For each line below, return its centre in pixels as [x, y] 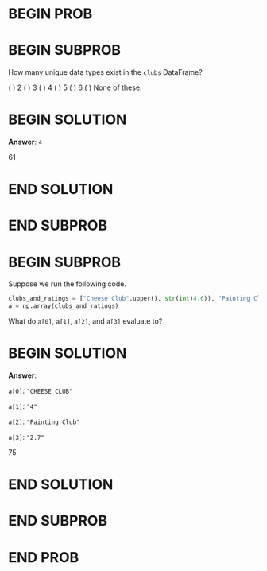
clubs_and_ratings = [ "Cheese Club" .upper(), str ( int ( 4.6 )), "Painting [129, 299]
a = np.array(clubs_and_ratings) [64, 306]
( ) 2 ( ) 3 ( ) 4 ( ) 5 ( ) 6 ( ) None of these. [75, 87]
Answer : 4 [25, 142]
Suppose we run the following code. [68, 284]
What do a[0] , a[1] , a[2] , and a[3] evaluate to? [85, 321]
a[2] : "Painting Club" [44, 421]
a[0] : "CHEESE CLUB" [41, 391]
